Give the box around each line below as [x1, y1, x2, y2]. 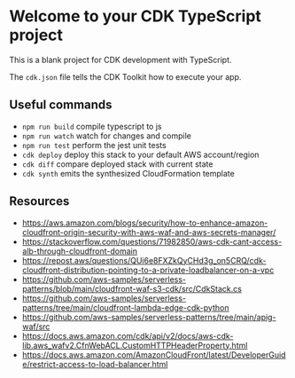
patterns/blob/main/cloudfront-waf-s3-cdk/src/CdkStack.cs [21, 283, 242, 294]
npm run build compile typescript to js [21, 121, 162, 131]
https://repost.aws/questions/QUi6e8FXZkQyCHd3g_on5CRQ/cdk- [21, 255, 267, 265]
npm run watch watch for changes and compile [21, 130, 192, 141]
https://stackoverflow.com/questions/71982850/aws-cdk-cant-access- [21, 236, 283, 247]
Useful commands [9, 98, 113, 113]
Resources [9, 193, 70, 209]
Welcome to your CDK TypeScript [9, 6, 261, 27]
